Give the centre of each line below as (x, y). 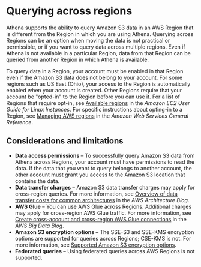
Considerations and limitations (65, 141)
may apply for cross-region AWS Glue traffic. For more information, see (103, 213)
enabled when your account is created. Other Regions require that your (94, 90)
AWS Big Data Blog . (39, 226)
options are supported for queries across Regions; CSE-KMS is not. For (103, 238)
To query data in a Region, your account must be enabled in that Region (95, 71)
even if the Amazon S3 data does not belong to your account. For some (94, 77)
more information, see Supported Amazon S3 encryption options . (96, 245)
